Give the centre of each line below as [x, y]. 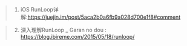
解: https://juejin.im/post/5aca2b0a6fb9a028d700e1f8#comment [100, 17]
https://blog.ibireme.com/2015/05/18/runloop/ [77, 37]
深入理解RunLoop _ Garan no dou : [64, 30]
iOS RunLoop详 [39, 9]
